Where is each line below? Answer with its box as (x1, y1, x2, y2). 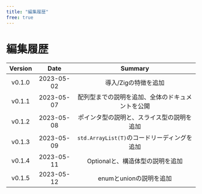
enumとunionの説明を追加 (98, 174, 173, 183)
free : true (6, 14, 34, 20)
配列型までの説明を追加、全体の (78, 93, 168, 101)
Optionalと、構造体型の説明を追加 (87, 157, 183, 166)
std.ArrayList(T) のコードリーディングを (77, 134, 193, 142)
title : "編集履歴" (6, 8, 49, 15)
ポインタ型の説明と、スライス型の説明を (78, 113, 192, 122)
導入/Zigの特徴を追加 (105, 79, 165, 87)
